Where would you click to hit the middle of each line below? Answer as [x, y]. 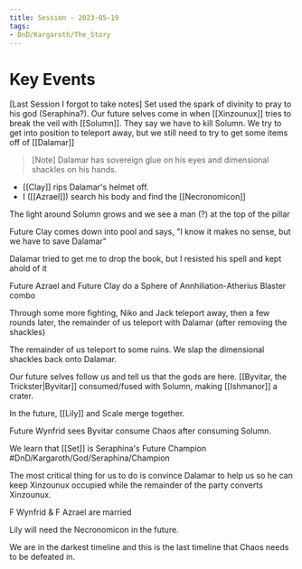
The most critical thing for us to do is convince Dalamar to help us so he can [151, 476]
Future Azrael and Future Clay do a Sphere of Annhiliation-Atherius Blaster [148, 286]
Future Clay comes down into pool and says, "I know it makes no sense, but [150, 232]
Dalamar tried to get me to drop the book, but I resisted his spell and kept [146, 259]
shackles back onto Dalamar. [63, 359]
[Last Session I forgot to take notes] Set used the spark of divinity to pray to [151, 104]
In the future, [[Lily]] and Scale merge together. [97, 414]
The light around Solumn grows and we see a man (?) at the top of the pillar [150, 214]
